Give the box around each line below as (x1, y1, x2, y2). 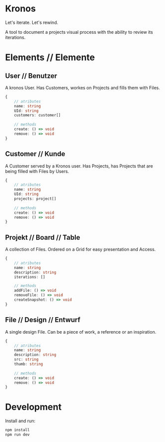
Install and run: (5, 418, 36, 424)
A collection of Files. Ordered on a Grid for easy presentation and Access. (5, 247, 156, 253)
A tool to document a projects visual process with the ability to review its (5, 29, 153, 35)
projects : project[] (14, 196, 56, 201)
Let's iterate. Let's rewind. (5, 19, 58, 25)
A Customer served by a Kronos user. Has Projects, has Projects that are (5, 163, 153, 169)
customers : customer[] (14, 113, 61, 118)
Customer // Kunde (5, 150, 65, 158)
